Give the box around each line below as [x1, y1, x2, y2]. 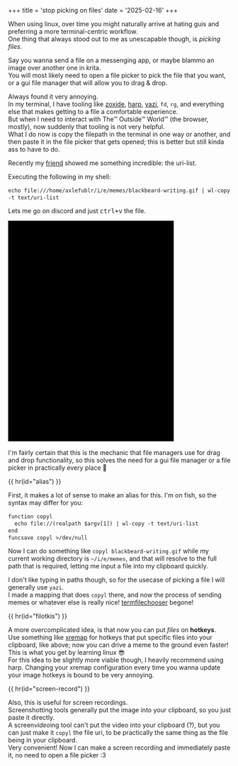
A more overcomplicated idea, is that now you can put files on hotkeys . [8, 626, 217, 633]
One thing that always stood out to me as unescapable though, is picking [8, 35, 221, 43]
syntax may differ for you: [8, 499, 84, 507]
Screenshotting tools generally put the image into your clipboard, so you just [8, 706, 231, 714]
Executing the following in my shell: [8, 173, 111, 181]
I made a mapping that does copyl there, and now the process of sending [8, 591, 222, 599]
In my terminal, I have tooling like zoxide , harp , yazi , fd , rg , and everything [8, 100, 225, 108]
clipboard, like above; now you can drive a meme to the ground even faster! [8, 641, 229, 649]
